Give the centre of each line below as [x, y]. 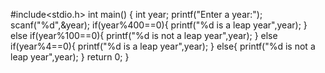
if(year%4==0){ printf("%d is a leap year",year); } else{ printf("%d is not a [163, 46]
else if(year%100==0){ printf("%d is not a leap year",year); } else [144, 35]
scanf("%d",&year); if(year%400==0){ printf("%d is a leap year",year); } [159, 25]
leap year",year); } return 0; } [70, 57]
